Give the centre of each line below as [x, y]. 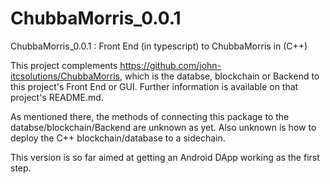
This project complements [64, 65]
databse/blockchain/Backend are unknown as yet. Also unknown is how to [163, 127]
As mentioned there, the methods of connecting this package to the [150, 116]
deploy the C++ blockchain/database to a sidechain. [118, 138]
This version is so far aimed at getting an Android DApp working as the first [165, 157]
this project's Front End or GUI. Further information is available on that [154, 86]
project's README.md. [57, 97]
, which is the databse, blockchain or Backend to [219, 76]
